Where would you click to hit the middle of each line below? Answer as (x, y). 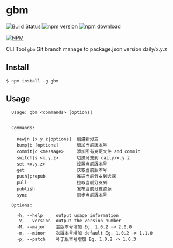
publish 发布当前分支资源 (64, 189)
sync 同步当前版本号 (62, 195)
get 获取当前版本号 (62, 170)
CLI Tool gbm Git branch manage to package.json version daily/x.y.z (87, 49)
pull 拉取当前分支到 (62, 182)
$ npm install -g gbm (32, 81)
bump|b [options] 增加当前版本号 (62, 145)
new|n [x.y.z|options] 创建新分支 (58, 139)
